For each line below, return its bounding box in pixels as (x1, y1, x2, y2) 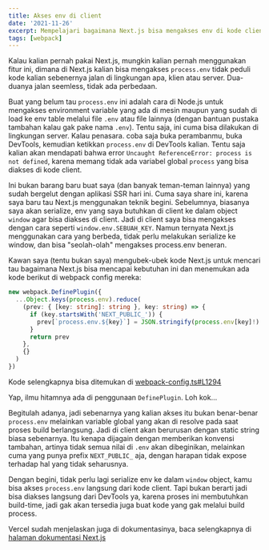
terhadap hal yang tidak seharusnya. (8, 459, 129, 468)
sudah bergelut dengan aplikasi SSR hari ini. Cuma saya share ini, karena (8, 189, 248, 199)
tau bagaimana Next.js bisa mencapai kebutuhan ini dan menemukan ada (8, 264, 250, 274)
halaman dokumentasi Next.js (8, 532, 106, 542)
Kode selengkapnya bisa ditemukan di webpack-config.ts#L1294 (8, 377, 222, 387)
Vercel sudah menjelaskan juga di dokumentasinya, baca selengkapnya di (8, 524, 252, 533)
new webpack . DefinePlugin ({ (8, 288, 102, 296)
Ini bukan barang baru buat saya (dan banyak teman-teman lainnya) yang (8, 181, 251, 191)
